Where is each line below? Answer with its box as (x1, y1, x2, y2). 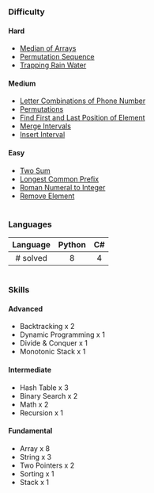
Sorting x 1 (19, 468, 54, 478)
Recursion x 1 (19, 407, 63, 418)
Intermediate (8, 365, 51, 375)
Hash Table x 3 (19, 383, 69, 392)
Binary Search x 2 (19, 391, 78, 400)
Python (58, 239, 87, 250)
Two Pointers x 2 (19, 461, 75, 470)
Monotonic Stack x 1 (19, 347, 86, 357)
